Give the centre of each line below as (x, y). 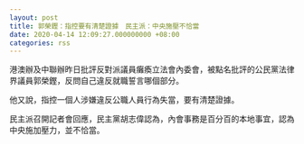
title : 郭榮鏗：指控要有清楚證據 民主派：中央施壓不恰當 (104, 26)
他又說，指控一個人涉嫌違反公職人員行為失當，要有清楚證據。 (124, 100)
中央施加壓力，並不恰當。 (57, 130)
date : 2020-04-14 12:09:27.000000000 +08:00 (95, 34)
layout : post (34, 18)
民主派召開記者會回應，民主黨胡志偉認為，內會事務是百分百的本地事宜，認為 (152, 119)
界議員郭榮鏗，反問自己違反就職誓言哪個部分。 (96, 81)
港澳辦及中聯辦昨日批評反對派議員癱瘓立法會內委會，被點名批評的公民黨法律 (152, 69)
